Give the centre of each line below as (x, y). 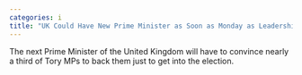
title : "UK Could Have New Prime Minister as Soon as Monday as (132, 26)
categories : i (36, 17)
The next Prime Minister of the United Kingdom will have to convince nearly (149, 51)
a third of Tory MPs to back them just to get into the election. (122, 61)
